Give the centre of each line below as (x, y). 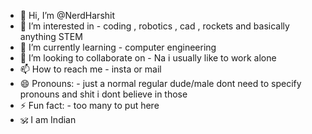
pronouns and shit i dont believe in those (103, 94)
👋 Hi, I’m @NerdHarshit (67, 15)
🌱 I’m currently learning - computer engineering (118, 47)
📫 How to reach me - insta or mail (90, 69)
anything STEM (51, 36)
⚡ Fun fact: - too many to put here (89, 105)
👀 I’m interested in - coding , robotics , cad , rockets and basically (154, 26)
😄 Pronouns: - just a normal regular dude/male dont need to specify (160, 83)
